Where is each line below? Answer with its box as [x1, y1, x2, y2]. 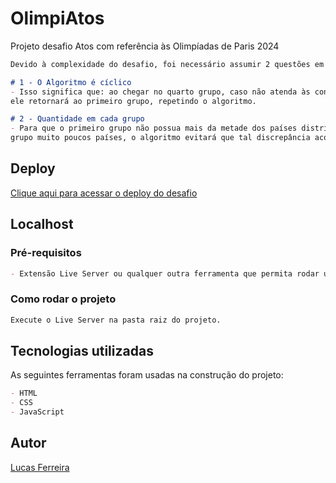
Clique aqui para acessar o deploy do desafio [10, 187, 198, 199]
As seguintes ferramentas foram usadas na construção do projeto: [10, 369, 284, 381]
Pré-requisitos [10, 246, 82, 260]
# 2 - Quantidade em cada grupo [10, 114, 145, 124]
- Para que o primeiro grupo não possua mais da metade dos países [10, 123, 298, 134]
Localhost [10, 216, 74, 233]
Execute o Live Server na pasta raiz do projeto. [10, 315, 222, 325]
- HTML [10, 388, 38, 399]
